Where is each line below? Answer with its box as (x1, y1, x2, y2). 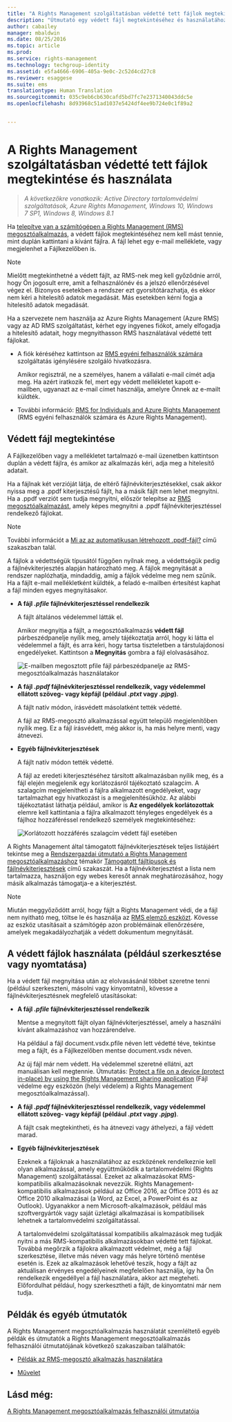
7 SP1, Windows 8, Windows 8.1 (23, 209, 114, 217)
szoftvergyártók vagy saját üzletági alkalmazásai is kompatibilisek (17, 1209, 205, 1217)
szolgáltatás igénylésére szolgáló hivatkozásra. (17, 357, 152, 365)
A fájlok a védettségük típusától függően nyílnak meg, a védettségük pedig (7, 556, 220, 564)
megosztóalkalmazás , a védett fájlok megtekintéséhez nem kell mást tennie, (7, 230, 224, 238)
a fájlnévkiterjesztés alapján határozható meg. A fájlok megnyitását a (7, 564, 202, 572)
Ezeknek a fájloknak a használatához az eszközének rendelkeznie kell (17, 1158, 216, 1166)
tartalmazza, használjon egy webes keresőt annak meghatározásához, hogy (7, 871, 224, 880)
